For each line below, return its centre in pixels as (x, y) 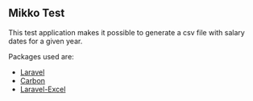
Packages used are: (41, 56)
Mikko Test (37, 13)
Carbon (33, 80)
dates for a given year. (46, 41)
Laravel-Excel (43, 89)
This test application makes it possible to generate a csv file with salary (127, 32)
